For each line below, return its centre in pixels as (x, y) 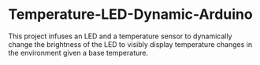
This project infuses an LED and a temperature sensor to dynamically (120, 36)
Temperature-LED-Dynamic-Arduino (131, 14)
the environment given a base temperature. (78, 52)
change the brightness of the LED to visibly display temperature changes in (130, 44)
